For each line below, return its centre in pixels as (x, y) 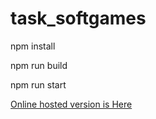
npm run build (39, 65)
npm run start (38, 84)
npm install (33, 46)
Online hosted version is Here (71, 104)
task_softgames (78, 18)
